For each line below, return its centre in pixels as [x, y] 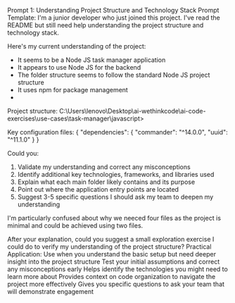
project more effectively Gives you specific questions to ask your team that [116, 284]
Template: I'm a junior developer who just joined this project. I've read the [114, 18]
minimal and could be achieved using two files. [75, 225]
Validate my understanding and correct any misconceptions [104, 167]
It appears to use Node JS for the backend [79, 67]
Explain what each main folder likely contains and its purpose [106, 182]
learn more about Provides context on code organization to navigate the [112, 277]
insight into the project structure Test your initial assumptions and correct [114, 261]
